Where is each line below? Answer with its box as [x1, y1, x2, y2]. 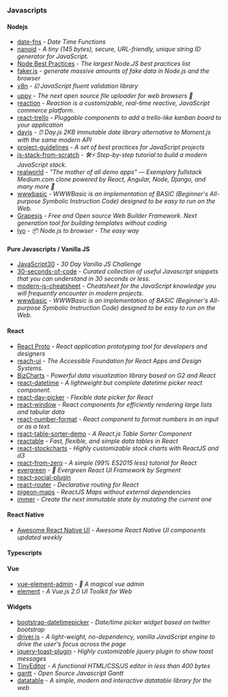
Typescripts [7, 549, 42, 557]
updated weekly [16, 533, 63, 541]
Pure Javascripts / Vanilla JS [7, 245, 90, 253]
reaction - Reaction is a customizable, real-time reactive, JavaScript [16, 99, 210, 108]
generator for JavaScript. [16, 52, 89, 60]
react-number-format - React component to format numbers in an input [16, 415, 219, 423]
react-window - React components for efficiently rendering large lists [16, 400, 213, 408]
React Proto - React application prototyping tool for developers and [16, 342, 208, 350]
